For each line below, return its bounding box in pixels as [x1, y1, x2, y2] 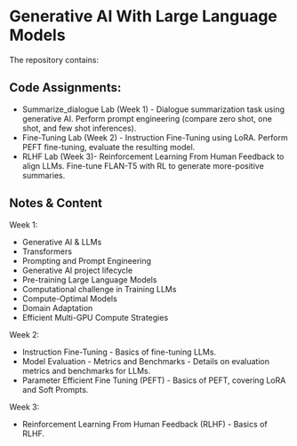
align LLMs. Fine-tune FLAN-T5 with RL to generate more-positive [21, 160, 264, 171]
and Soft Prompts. [21, 384, 89, 394]
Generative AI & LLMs [21, 236, 102, 247]
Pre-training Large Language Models [21, 274, 157, 285]
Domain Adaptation [21, 302, 93, 313]
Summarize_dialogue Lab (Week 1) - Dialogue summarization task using [21, 104, 285, 115]
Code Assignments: [9, 80, 122, 95]
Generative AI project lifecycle [21, 265, 133, 275]
